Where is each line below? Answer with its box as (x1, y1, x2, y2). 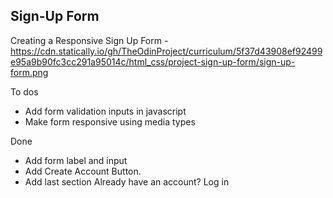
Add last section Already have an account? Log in (24, 175, 230, 188)
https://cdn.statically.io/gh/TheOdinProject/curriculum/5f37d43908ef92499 (10, 45, 323, 57)
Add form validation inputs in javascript (24, 105, 187, 117)
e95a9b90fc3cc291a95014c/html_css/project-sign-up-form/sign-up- (10, 55, 296, 68)
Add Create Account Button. (24, 165, 142, 177)
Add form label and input (24, 154, 128, 166)
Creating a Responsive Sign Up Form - (10, 34, 169, 46)
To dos (10, 85, 39, 98)
